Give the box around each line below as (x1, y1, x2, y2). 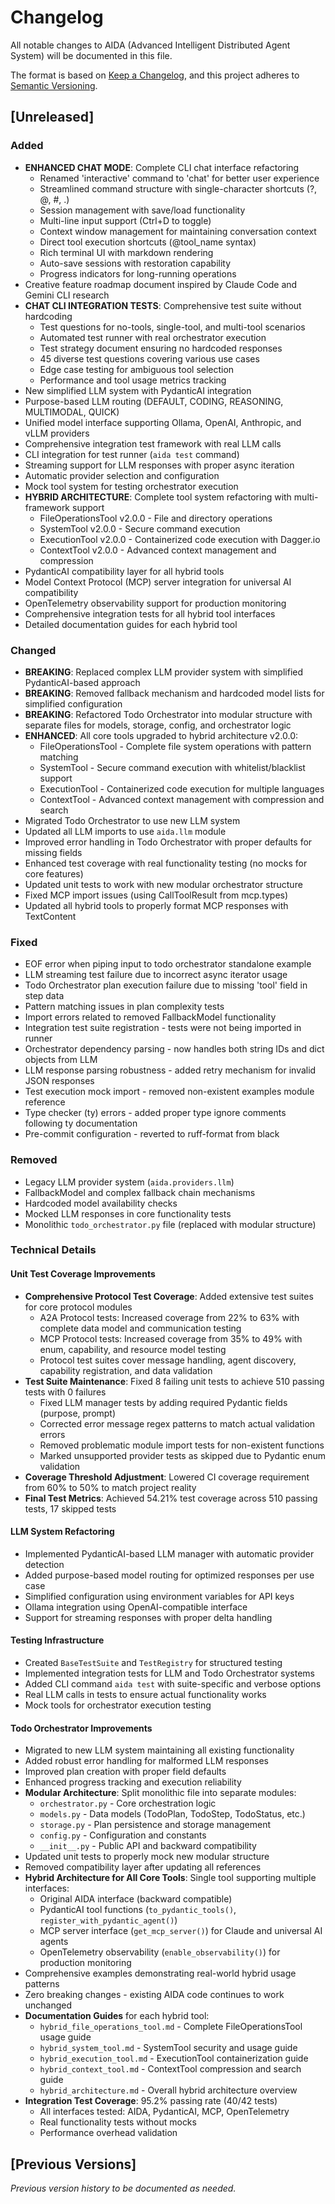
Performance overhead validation (39, 2127, 178, 2139)
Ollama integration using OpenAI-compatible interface (24, 1601, 248, 1613)
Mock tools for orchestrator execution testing (24, 1699, 212, 1711)
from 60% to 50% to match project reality (24, 1481, 197, 1493)
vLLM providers (24, 427, 90, 439)
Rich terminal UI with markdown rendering (39, 246, 214, 258)
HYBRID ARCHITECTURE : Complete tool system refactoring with (24, 491, 292, 503)
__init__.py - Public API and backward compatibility (39, 1840, 257, 1852)
